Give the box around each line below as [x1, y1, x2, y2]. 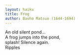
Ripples [5, 44, 21, 51]
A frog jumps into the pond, [5, 34, 60, 40]
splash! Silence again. [5, 40, 50, 45]
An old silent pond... [5, 29, 46, 35]
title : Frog [5, 12, 29, 16]
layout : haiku [5, 7, 34, 12]
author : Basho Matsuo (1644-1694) [5, 16, 76, 21]
